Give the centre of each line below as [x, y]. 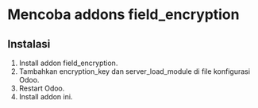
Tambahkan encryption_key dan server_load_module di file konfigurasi [135, 71]
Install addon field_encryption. [68, 63]
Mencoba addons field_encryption [123, 15]
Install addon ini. [46, 96]
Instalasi [29, 44]
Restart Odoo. [42, 88]
